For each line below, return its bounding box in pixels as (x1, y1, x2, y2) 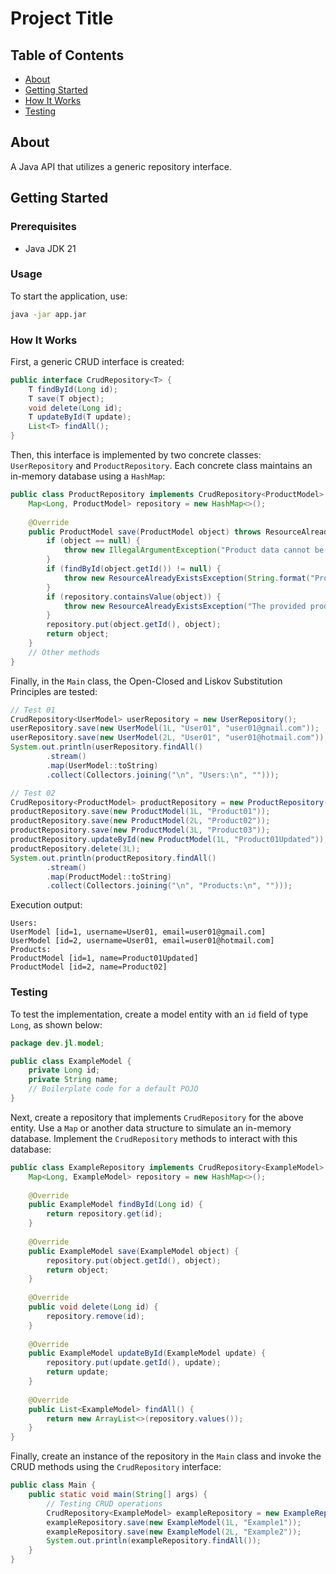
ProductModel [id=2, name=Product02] (10, 962, 168, 972)
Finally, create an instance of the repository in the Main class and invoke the (10, 1450, 322, 1462)
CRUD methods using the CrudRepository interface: (10, 1461, 222, 1473)
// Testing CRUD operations (46, 1498, 163, 1509)
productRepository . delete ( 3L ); (10, 843, 141, 854)
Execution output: (10, 899, 83, 911)
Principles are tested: (10, 685, 98, 697)
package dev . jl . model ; (10, 1038, 105, 1048)
